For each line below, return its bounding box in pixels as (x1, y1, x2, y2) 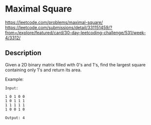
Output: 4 (5, 115, 25, 120)
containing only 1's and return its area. (5, 67, 82, 73)
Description (5, 49, 41, 57)
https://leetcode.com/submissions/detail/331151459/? (5, 24, 113, 30)
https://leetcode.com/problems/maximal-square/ (5, 19, 103, 25)
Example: (5, 76, 24, 82)
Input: (5, 86, 19, 91)
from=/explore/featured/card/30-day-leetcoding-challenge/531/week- (5, 30, 146, 35)
